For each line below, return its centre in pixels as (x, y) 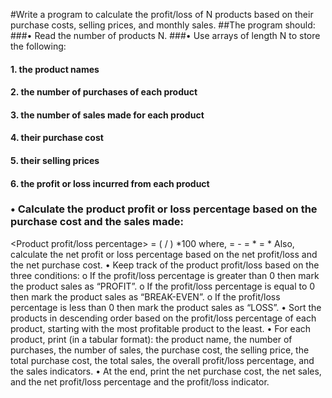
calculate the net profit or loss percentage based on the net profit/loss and (164, 254)
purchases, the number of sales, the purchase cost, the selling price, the (160, 350)
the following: (38, 46)
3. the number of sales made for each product (107, 115)
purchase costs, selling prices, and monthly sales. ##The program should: (163, 25)
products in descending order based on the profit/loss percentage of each (163, 318)
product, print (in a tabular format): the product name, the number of (151, 339)
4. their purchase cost (57, 138)
